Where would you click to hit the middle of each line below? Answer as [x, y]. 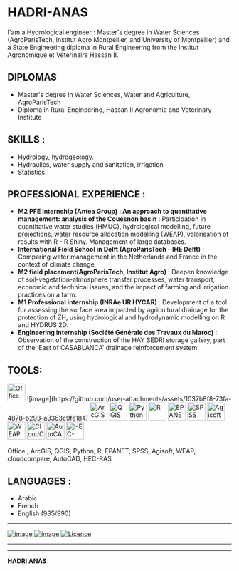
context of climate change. [57, 264]
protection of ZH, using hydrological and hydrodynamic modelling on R [121, 317]
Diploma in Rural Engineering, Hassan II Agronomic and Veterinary [115, 109]
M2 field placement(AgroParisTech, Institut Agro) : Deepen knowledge [123, 272]
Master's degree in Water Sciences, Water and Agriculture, [104, 94]
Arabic [27, 498]
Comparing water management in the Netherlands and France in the [118, 257]
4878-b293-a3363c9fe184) [48, 418]
